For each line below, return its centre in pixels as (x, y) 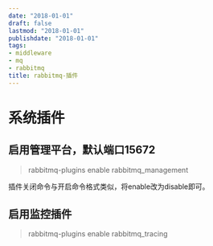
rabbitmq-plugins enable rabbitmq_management (108, 170)
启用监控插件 (40, 214)
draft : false (30, 23)
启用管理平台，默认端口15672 (82, 150)
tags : (17, 46)
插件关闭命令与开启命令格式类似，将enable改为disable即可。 (109, 187)
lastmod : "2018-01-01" (46, 31)
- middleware (30, 53)
